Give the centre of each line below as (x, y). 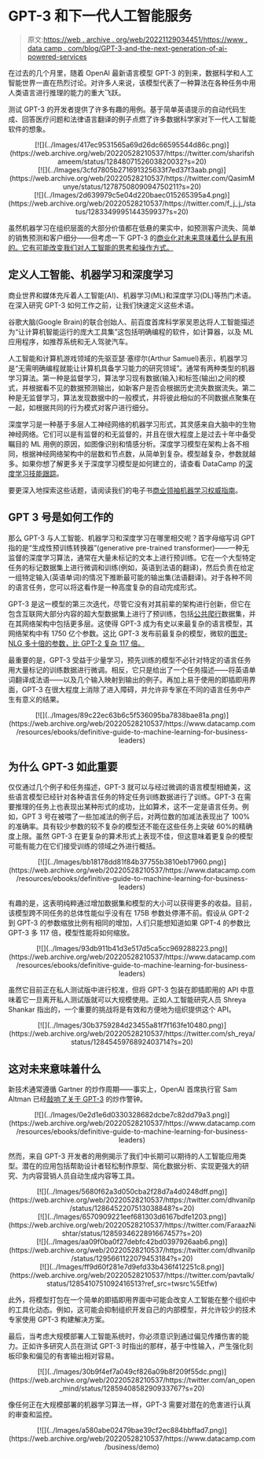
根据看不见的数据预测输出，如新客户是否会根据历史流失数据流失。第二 (142, 387)
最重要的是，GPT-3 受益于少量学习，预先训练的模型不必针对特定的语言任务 (130, 660)
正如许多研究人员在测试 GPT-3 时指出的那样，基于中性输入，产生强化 (134, 1346)
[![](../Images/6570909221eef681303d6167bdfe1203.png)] (132, 1216)
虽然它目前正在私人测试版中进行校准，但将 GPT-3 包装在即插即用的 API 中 (128, 990)
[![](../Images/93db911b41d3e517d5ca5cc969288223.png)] (132, 949)
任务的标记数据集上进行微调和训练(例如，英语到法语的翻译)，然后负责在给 (128, 567)
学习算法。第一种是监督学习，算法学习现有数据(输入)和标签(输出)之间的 (123, 378)
